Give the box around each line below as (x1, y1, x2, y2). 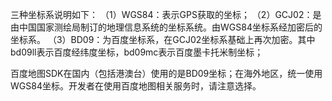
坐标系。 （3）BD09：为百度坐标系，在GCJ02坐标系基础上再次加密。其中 (10, 34, 316, 45)
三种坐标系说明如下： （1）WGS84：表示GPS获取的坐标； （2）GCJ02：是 (10, 9, 322, 20)
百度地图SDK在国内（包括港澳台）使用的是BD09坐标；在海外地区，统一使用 (10, 68, 323, 79)
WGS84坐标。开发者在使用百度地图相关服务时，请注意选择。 (10, 80, 262, 92)
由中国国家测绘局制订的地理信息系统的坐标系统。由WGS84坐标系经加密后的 (10, 21, 323, 33)
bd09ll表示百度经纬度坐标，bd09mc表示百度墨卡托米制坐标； (10, 46, 264, 58)
